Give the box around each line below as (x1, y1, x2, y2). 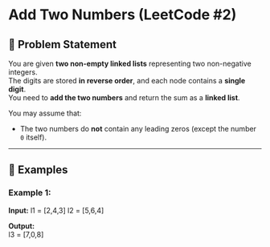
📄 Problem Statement (8, 38, 117, 51)
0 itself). (19, 132, 47, 142)
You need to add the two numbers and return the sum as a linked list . (8, 93, 240, 102)
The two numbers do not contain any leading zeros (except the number (19, 124, 257, 133)
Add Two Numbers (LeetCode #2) (8, 6, 237, 24)
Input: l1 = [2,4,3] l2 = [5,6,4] (8, 205, 104, 215)
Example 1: (8, 187, 51, 198)
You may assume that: (8, 108, 82, 118)
